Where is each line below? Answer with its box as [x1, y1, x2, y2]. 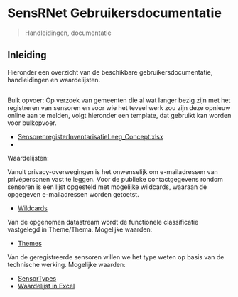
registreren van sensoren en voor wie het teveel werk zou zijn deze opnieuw [7, 104, 231, 112]
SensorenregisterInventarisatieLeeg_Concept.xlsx [17, 133, 163, 141]
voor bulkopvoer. [7, 119, 57, 127]
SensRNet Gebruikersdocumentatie [7, 5, 222, 21]
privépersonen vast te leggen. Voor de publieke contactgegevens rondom [7, 175, 224, 184]
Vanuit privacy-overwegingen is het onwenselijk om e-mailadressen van [7, 168, 218, 176]
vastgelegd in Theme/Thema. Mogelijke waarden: [7, 225, 153, 234]
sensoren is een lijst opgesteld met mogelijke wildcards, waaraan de [7, 183, 207, 191]
